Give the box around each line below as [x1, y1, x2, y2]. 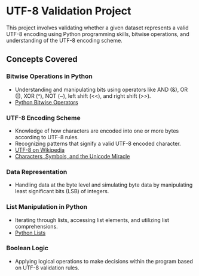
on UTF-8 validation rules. [14, 264, 79, 271]
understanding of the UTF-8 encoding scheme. [6, 37, 123, 44]
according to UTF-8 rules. [14, 133, 79, 140]
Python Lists [14, 229, 46, 236]
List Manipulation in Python [6, 203, 88, 211]
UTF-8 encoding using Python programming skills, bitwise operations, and [6, 30, 189, 37]
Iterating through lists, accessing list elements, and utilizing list [14, 216, 169, 223]
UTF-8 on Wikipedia [14, 146, 65, 154]
